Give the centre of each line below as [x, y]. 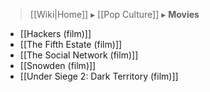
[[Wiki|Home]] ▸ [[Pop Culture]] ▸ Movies [114, 14]
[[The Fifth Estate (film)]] [71, 44]
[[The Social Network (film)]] [79, 55]
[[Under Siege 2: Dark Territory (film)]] [99, 76]
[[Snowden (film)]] [58, 65]
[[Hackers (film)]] [55, 33]
